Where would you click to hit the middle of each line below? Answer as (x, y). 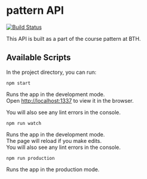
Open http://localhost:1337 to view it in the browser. (70, 100)
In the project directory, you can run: (51, 72)
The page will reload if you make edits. (54, 141)
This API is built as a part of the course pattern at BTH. (73, 38)
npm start (19, 83)
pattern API (35, 11)
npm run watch (24, 123)
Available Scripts (38, 58)
